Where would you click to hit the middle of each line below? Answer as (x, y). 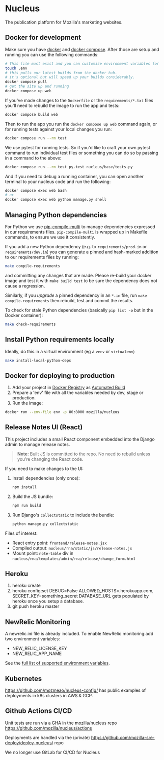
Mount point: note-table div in (43, 553)
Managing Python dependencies (56, 215)
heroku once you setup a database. (48, 601)
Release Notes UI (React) (44, 427)
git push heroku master (36, 606)
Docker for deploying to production (60, 376)
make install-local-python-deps (38, 360)
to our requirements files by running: (42, 257)
